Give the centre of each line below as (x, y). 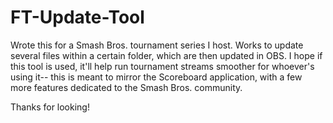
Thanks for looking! (50, 107)
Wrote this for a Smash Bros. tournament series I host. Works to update (157, 45)
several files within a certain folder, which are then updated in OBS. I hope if (166, 55)
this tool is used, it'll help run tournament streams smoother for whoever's (162, 66)
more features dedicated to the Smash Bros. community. (126, 87)
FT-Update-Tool (77, 17)
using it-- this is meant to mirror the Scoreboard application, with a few (156, 77)
